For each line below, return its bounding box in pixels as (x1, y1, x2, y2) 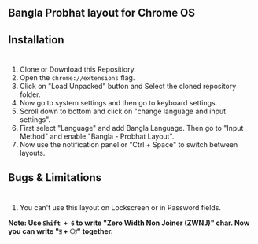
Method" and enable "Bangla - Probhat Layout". (19, 131, 175, 141)
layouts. (19, 148, 46, 157)
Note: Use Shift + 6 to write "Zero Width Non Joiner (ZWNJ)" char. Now (8, 218, 250, 227)
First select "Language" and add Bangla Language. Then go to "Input (19, 123, 244, 132)
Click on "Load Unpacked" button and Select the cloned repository (19, 81, 237, 91)
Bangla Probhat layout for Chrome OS (8, 6, 195, 20)
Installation (8, 33, 64, 46)
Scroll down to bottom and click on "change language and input (19, 106, 227, 116)
